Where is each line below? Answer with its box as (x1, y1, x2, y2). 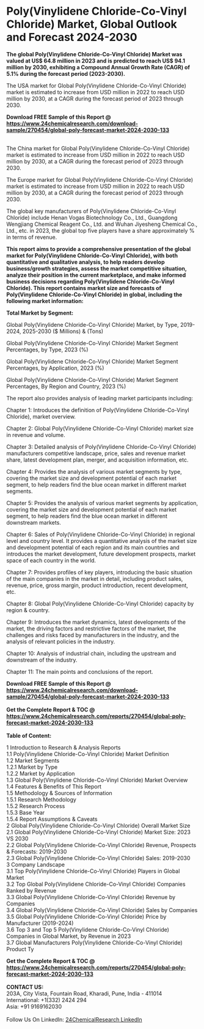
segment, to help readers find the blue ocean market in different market (6, 481, 186, 488)
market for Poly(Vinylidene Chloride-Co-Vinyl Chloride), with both (6, 252, 178, 259)
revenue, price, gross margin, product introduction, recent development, (6, 582, 188, 589)
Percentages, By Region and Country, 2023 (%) (6, 383, 126, 390)
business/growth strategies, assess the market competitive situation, (6, 264, 187, 272)
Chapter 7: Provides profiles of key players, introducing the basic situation (6, 568, 192, 576)
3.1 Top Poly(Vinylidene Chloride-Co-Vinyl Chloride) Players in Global (6, 867, 180, 875)
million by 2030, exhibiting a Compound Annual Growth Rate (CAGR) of (6, 63, 191, 71)
